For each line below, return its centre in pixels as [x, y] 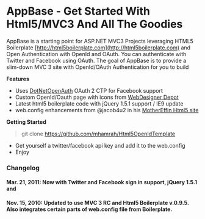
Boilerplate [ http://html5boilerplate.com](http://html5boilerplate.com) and [99, 48]
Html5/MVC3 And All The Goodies [95, 24]
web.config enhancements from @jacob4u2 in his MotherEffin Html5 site [107, 110]
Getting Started [27, 122]
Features [18, 79]
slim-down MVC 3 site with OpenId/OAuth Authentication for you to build [98, 67]
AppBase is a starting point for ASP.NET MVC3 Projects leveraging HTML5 [100, 41]
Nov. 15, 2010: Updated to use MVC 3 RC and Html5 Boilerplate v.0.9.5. [98, 203]
